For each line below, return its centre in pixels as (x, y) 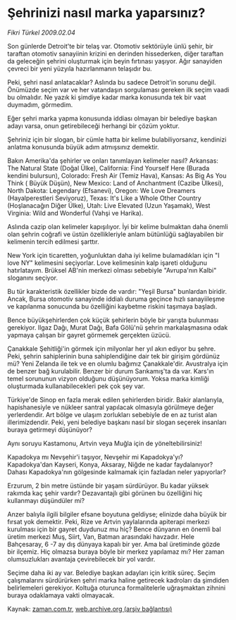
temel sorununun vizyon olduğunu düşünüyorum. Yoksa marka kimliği (108, 378)
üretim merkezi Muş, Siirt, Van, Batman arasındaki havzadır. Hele (101, 536)
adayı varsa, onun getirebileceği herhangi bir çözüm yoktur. (93, 125)
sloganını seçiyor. (33, 278)
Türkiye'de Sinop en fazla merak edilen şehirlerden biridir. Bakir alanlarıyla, (116, 399)
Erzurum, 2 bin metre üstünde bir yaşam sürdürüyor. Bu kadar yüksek (108, 485)
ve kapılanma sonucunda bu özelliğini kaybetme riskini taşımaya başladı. (112, 306)
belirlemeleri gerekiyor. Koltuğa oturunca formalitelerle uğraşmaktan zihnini (117, 588)
